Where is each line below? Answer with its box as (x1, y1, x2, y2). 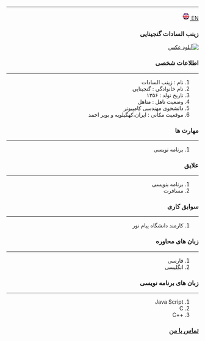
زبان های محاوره (155, 237, 199, 246)
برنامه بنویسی (151, 181, 184, 188)
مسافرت (164, 187, 184, 194)
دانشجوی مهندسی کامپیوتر (123, 105, 184, 112)
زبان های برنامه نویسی (140, 279, 199, 287)
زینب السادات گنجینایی (140, 29, 199, 38)
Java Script (154, 298, 184, 306)
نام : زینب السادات (141, 78, 184, 86)
